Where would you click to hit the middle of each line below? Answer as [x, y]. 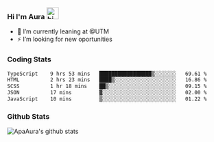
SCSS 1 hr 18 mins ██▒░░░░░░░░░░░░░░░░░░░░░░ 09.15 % [107, 86]
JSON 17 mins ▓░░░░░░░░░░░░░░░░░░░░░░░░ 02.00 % [107, 93]
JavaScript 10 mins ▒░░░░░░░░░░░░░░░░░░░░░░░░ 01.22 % [107, 99]
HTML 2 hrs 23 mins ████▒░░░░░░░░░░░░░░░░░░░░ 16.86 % [107, 80]
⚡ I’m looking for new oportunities [65, 39]
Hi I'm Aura [26, 16]
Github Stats [28, 116]
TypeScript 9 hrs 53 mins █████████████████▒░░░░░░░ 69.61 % [107, 74]
